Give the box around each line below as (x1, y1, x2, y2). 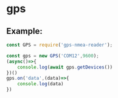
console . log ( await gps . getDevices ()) (17, 64, 113, 70)
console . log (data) (17, 81, 64, 87)
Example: (6, 26, 43, 36)
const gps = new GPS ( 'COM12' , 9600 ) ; (6, 53, 99, 59)
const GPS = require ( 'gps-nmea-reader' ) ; (6, 42, 113, 48)
